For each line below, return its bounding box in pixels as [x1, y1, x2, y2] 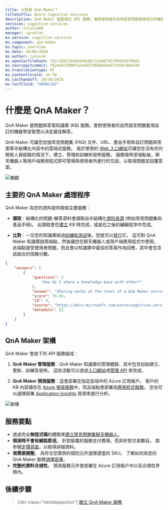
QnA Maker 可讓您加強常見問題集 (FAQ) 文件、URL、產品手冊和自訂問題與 [5, 139, 157, 145]
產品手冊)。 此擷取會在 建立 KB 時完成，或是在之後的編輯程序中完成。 [12, 222, 155, 228]
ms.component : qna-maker [5, 40, 57, 45]
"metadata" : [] [31, 308, 64, 313]
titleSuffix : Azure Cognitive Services [5, 12, 88, 17]
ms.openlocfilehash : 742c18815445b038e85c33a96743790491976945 [5, 58, 140, 63]
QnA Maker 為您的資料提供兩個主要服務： [5, 205, 91, 211]
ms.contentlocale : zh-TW [5, 72, 57, 77]
